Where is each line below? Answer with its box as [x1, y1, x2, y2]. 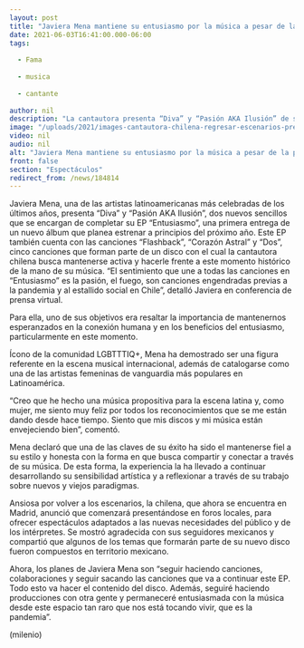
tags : [9, 38, 30, 48]
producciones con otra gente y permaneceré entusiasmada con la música [9, 593, 285, 604]
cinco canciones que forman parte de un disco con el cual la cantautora [9, 247, 278, 257]
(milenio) [9, 629, 43, 640]
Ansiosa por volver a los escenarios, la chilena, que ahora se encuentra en [9, 498, 287, 508]
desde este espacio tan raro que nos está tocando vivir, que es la [9, 602, 253, 613]
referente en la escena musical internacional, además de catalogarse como [9, 359, 290, 370]
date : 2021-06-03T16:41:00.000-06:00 [9, 30, 152, 39]
